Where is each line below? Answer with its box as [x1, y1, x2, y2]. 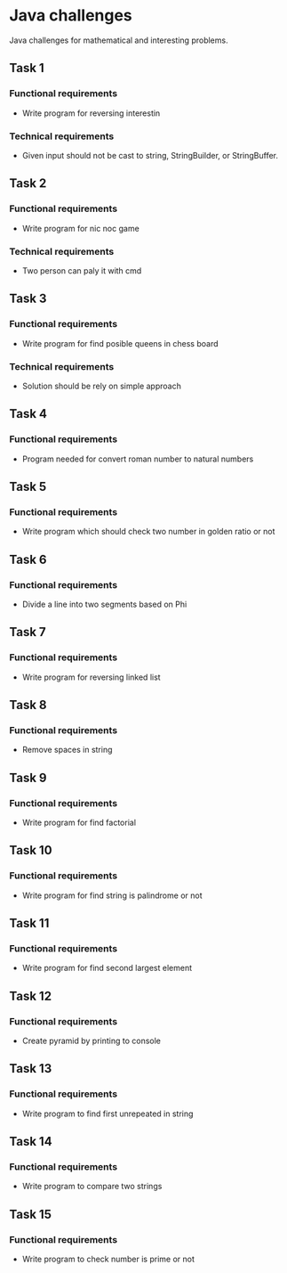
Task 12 [9, 988, 52, 1003]
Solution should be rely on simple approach [21, 380, 182, 391]
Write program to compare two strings [21, 1181, 163, 1192]
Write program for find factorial [21, 817, 136, 828]
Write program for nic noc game [21, 223, 140, 233]
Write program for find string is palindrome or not [21, 890, 203, 901]
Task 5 [9, 478, 47, 494]
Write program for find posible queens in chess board [21, 338, 219, 348]
